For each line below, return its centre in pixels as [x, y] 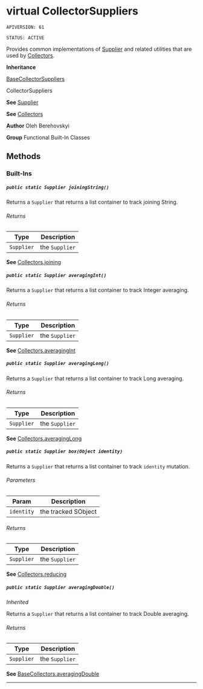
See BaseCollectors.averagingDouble [53, 674]
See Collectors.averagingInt [41, 350]
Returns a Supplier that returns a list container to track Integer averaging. [98, 290]
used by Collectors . [31, 55]
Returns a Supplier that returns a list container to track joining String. [92, 202]
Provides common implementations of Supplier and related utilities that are [99, 49]
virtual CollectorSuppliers [72, 11]
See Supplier [22, 102]
